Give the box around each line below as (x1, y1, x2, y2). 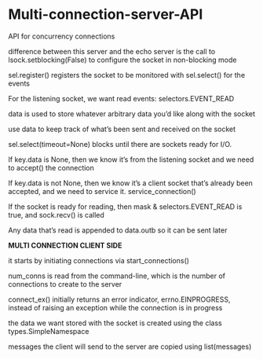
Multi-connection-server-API (8, 5, 203, 24)
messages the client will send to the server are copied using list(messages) (8, 342, 252, 351)
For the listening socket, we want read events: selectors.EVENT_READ (8, 93, 235, 103)
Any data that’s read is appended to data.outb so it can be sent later (8, 225, 228, 235)
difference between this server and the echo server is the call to (8, 46, 216, 56)
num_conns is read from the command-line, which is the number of (8, 271, 226, 280)
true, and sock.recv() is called (8, 210, 104, 219)
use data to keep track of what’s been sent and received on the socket (8, 124, 236, 134)
